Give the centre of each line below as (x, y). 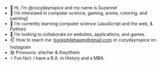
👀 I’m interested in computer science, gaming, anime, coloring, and (79, 13)
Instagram (20, 47)
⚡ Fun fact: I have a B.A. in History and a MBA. (57, 58)
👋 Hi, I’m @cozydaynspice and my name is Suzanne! (64, 8)
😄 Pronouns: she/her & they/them (45, 52)
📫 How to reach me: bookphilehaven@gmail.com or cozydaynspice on (83, 40)
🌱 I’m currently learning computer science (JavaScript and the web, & (81, 23)
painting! (19, 18)
